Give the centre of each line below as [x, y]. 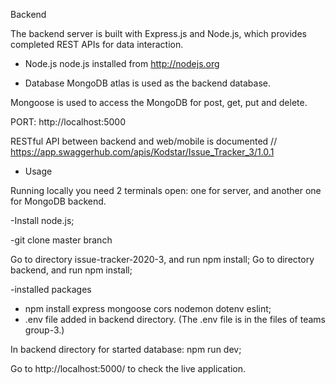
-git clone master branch [61, 240]
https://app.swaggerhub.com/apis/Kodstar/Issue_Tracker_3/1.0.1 [142, 152]
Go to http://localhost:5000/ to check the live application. [128, 368]
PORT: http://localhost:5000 [68, 122]
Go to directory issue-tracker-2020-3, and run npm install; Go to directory [162, 259]
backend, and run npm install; [71, 270]
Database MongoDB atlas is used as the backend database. [148, 83]
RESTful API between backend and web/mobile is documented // [144, 141]
